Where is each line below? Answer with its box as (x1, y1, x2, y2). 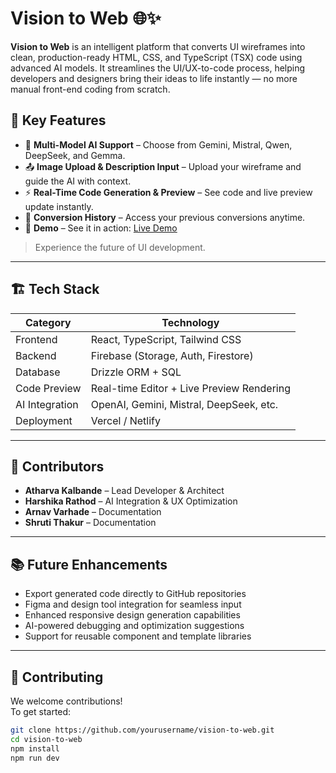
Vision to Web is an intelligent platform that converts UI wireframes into (10, 40, 306, 52)
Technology (161, 315, 220, 329)
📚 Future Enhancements (10, 556, 168, 573)
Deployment (15, 413, 73, 427)
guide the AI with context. (24, 175, 132, 187)
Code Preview (15, 381, 82, 395)
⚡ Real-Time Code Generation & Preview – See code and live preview (24, 186, 313, 198)
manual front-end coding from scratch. (10, 83, 171, 95)
